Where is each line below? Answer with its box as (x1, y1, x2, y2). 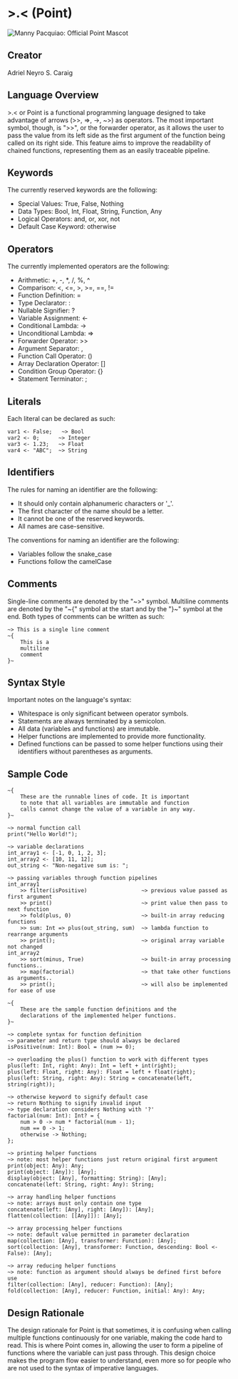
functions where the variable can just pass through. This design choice (7, 1349, 216, 1358)
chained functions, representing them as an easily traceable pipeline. (7, 146, 210, 154)
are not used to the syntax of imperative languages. (7, 1364, 159, 1373)
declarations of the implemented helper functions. (20, 1012, 177, 1019)
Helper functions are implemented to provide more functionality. (17, 732, 207, 741)
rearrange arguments (7, 931, 69, 938)
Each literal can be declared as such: (7, 415, 116, 422)
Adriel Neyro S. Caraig (7, 68, 73, 76)
